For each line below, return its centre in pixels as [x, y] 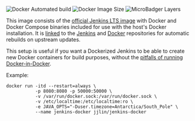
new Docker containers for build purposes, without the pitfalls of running [95, 57]
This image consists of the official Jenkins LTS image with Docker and [91, 20]
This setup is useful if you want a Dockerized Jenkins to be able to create [95, 51]
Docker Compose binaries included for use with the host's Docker [86, 27]
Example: [17, 75]
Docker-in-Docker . [29, 63]
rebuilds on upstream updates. [43, 39]
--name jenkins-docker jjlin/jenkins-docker [91, 112]
